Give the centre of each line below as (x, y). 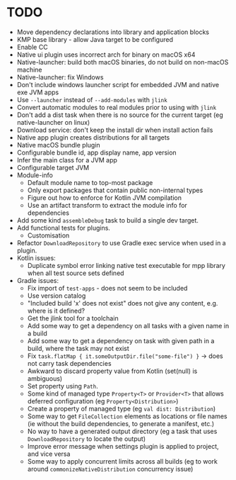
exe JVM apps (38, 92)
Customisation (48, 235)
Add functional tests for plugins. (64, 228)
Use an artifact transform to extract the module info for (107, 205)
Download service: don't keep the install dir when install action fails (115, 130)
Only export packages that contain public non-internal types (115, 190)
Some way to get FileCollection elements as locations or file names (127, 416)
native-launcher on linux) (53, 122)
